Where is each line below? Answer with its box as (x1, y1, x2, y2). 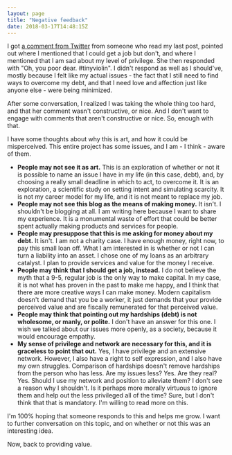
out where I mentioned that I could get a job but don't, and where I (7, 49, 196, 57)
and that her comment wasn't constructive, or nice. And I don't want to (7, 107, 209, 115)
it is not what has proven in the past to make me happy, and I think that (17, 281, 220, 289)
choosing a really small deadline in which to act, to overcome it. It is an (17, 178, 220, 186)
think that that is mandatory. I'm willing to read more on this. (17, 399, 189, 407)
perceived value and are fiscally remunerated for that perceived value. (17, 303, 218, 312)
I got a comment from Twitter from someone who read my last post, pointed (7, 42, 224, 51)
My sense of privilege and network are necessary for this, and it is (17, 340, 212, 348)
